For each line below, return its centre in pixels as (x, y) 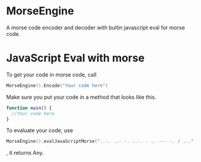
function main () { (29, 108)
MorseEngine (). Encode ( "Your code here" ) (57, 85)
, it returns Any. (25, 153)
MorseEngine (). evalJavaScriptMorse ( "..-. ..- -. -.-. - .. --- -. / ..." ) (101, 142)
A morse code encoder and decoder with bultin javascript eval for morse (96, 27)
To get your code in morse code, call (51, 74)
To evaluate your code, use (40, 130)
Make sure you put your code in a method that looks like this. (81, 97)
